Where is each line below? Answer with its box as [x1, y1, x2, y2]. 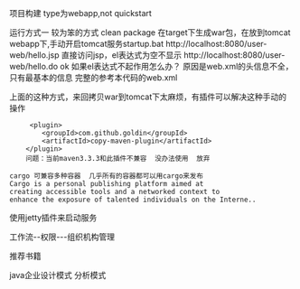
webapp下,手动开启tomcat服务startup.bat [9, 39, 164, 49]
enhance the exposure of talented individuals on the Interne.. [9, 195, 257, 204]
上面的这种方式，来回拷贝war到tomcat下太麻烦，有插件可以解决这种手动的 [9, 91, 287, 102]
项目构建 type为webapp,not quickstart [9, 8, 152, 18]
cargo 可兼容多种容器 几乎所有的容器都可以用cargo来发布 [9, 172, 203, 181]
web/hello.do [9, 61, 59, 71]
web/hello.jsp [9, 50, 60, 61]
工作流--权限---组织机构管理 [9, 231, 116, 242]
